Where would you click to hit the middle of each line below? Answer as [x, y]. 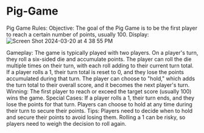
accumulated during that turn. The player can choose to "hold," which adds [101, 78]
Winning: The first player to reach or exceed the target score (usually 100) [99, 91]
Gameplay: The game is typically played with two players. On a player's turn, [102, 52]
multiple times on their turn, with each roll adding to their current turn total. [100, 66]
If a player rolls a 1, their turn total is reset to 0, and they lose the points [95, 72]
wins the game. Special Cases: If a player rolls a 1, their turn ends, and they [100, 98]
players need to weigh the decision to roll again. [66, 123]
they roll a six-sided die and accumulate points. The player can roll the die [99, 59]
